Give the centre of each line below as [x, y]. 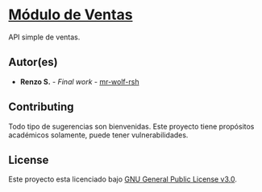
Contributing [41, 107]
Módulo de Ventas [71, 15]
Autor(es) [33, 62]
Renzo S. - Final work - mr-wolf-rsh [79, 81]
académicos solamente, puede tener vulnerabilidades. [98, 135]
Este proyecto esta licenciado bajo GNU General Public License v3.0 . [123, 179]
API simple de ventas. [44, 37]
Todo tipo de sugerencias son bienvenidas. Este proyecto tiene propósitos [131, 126]
